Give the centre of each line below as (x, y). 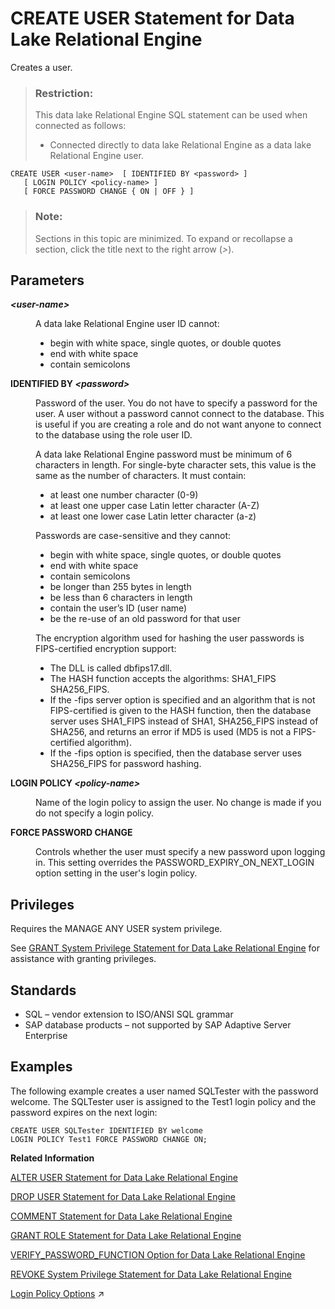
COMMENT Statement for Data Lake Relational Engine (121, 1216)
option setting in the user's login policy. (116, 873)
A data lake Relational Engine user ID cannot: (127, 324)
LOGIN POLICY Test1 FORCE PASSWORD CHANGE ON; (109, 1139)
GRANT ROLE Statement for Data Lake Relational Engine (126, 1235)
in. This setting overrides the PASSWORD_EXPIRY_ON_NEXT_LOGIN (175, 863)
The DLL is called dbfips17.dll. (111, 668)
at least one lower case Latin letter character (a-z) (153, 516)
